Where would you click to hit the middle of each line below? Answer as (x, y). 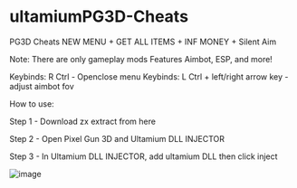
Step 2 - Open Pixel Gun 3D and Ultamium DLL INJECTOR (117, 138)
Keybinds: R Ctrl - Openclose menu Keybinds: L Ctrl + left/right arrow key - (149, 76)
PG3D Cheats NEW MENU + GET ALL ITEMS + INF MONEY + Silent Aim (143, 42)
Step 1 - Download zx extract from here (83, 121)
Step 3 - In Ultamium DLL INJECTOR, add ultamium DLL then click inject (144, 156)
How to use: (32, 103)
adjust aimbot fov (42, 86)
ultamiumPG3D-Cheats (99, 17)
